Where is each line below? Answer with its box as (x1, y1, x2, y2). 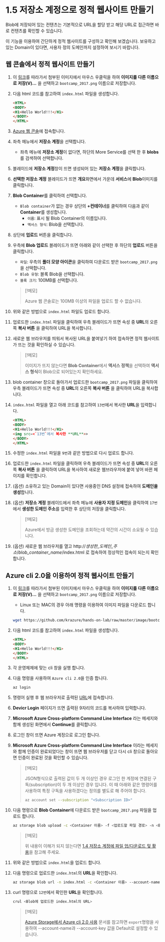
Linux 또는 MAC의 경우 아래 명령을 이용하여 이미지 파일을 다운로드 (20, 602, 146, 608)
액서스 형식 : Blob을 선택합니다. (27, 221, 84, 227)
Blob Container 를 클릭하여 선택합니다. (12, 192, 87, 199)
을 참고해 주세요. (29, 849, 61, 855)
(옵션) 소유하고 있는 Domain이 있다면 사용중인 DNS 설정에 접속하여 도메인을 (12, 483, 158, 489)
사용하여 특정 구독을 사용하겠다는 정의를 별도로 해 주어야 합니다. (24, 788, 146, 794)
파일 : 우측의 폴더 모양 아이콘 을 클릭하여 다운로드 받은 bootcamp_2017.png (20, 259, 158, 265)
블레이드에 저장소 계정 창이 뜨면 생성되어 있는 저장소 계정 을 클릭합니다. (12, 165, 146, 172)
